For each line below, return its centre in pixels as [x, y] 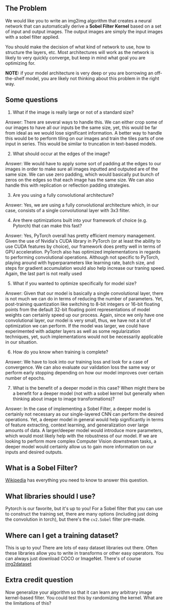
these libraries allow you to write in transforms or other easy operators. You [84, 553]
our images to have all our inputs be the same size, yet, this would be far [81, 128]
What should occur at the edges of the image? [61, 154]
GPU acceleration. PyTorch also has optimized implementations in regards [83, 251]
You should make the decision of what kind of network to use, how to [78, 47]
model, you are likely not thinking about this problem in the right [92, 78]
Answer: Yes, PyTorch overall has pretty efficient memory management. [81, 235]
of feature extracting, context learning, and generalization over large [77, 425]
